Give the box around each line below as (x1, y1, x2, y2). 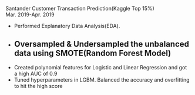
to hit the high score (14, 82, 63, 89)
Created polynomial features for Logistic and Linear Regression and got (14, 64, 187, 71)
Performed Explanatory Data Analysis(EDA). (14, 23, 120, 29)
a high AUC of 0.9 (14, 70, 58, 77)
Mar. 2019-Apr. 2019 (5, 11, 55, 18)
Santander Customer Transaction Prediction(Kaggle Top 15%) (5, 5, 155, 12)
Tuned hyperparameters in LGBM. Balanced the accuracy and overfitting (14, 76, 190, 83)
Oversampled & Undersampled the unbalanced (14, 39, 189, 49)
